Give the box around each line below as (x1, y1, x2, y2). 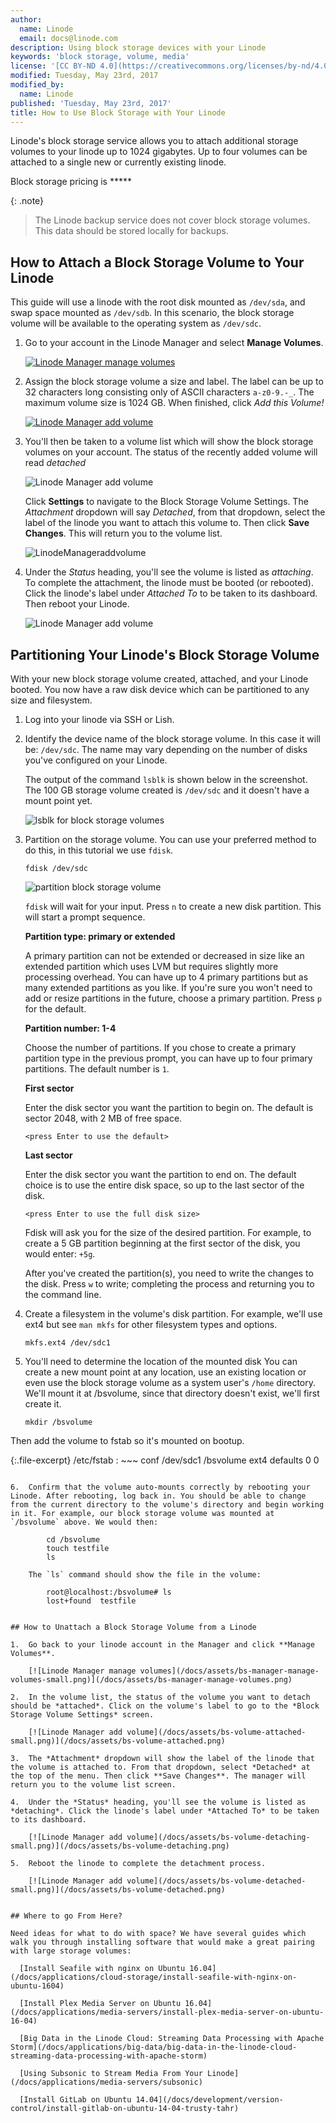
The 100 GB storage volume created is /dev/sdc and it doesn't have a (24, 784, 310, 796)
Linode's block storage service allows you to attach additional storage (10, 135, 299, 147)
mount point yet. (24, 795, 93, 806)
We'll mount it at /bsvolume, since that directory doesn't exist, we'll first (24, 1387, 320, 1399)
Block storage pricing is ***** (10, 176, 132, 188)
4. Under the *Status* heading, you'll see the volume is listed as (10, 1797, 307, 1807)
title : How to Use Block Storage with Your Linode (10, 107, 226, 118)
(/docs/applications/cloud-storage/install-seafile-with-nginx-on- (10, 1972, 298, 1982)
